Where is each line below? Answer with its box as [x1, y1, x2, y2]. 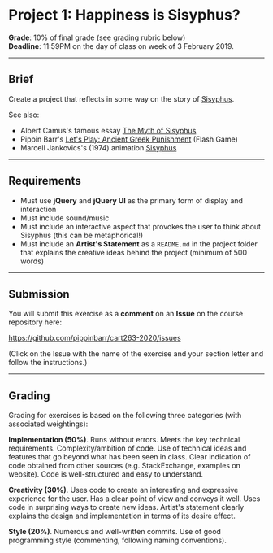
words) [19, 256, 45, 266]
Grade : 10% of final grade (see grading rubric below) [8, 33, 186, 42]
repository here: [8, 317, 63, 327]
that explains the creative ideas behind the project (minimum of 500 [19, 247, 248, 257]
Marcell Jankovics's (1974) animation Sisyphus [19, 142, 177, 152]
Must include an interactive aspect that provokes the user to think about [19, 221, 262, 231]
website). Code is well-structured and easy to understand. [8, 469, 204, 479]
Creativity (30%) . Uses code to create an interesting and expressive [8, 486, 239, 495]
